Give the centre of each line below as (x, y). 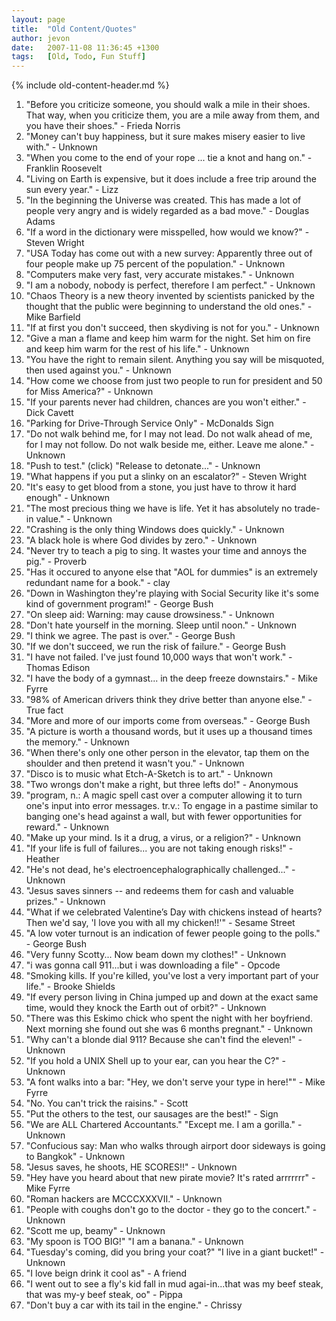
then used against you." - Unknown (98, 370)
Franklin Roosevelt (64, 168)
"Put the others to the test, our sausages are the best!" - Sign (152, 1114)
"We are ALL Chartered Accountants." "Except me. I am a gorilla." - (164, 1125)
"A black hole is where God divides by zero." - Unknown (141, 540)
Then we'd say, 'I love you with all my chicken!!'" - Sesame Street (160, 923)
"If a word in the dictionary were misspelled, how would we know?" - (167, 232)
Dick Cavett (49, 413)
